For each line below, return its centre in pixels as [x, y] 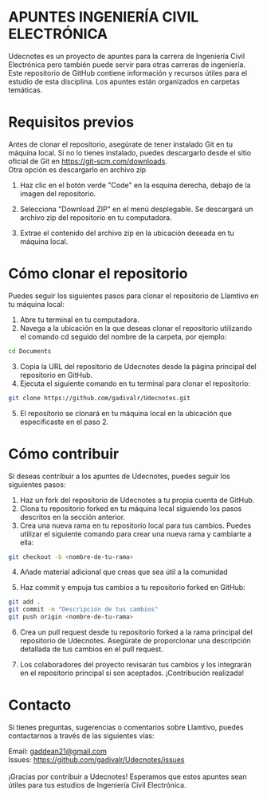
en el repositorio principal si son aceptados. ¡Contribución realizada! [132, 673]
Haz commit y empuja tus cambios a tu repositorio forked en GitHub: [132, 588]
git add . [25, 602]
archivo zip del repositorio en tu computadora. [96, 217]
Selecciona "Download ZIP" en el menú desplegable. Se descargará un [136, 209]
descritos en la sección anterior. [73, 517]
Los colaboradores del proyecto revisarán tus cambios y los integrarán [136, 664]
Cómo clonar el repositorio [98, 274]
